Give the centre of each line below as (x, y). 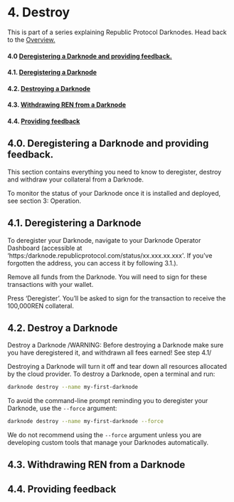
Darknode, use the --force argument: (62, 408)
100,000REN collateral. (41, 305)
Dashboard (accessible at (45, 248)
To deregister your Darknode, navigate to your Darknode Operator (104, 240)
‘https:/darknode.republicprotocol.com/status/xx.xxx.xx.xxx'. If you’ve (110, 255)
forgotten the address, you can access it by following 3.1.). (93, 263)
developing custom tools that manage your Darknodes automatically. (108, 443)
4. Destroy (39, 12)
